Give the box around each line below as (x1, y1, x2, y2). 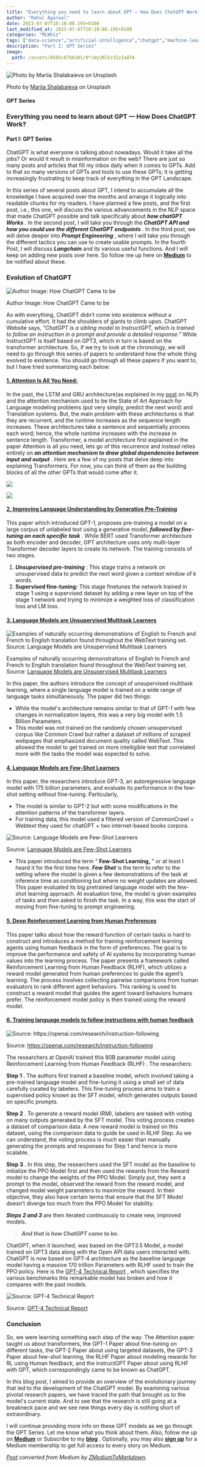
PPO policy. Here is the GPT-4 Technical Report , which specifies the (6, 1268, 179, 1275)
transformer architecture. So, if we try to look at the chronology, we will (6, 343, 185, 351)
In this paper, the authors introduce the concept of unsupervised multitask (6, 680, 193, 687)
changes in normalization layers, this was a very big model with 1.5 (15, 711, 183, 719)
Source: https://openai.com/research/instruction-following (6, 1041, 153, 1049)
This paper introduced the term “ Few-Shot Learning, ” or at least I (15, 858, 184, 865)
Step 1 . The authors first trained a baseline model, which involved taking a (6, 1072, 194, 1079)
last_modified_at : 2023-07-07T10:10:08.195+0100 (6, 26, 132, 32)
